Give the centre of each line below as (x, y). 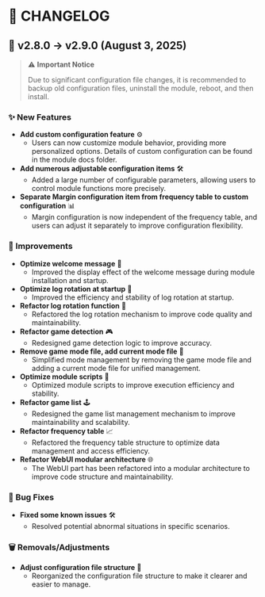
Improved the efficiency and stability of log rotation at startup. (132, 297)
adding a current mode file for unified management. (116, 368)
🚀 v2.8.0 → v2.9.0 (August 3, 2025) (98, 46)
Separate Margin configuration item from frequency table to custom (134, 197)
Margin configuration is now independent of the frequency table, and (144, 217)
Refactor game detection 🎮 (66, 331)
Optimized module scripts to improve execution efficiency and (133, 385)
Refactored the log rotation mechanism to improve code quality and (142, 314)
